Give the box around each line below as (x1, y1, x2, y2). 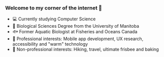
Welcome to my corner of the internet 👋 (5, 4, 102, 11)
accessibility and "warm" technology (12, 41, 88, 47)
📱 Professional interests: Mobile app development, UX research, (12, 36, 144, 42)
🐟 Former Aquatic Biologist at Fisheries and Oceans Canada (12, 29, 138, 35)
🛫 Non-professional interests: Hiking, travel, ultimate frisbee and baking (12, 47, 159, 53)
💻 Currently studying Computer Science (12, 16, 96, 22)
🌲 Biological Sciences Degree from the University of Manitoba (12, 23, 139, 29)
